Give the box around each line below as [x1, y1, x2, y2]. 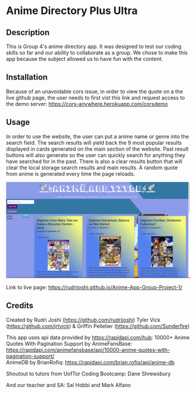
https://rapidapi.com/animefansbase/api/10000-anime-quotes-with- [6, 346, 170, 353]
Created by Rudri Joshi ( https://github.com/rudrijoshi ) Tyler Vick [6, 316, 161, 323]
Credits [6, 300, 34, 311]
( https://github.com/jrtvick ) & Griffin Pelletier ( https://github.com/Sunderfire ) [6, 322, 190, 329]
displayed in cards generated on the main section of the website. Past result [6, 145, 189, 152]
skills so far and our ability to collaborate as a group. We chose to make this [6, 49, 188, 56]
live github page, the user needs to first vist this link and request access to [6, 94, 185, 101]
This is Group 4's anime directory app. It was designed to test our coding [6, 43, 182, 50]
